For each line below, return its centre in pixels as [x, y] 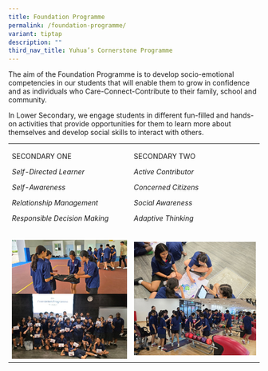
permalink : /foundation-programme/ [67, 25]
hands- [242, 115]
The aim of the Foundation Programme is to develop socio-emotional [121, 74]
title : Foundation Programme [57, 17]
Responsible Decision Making [60, 218]
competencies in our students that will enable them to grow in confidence [129, 83]
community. [28, 100]
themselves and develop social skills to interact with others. [106, 133]
